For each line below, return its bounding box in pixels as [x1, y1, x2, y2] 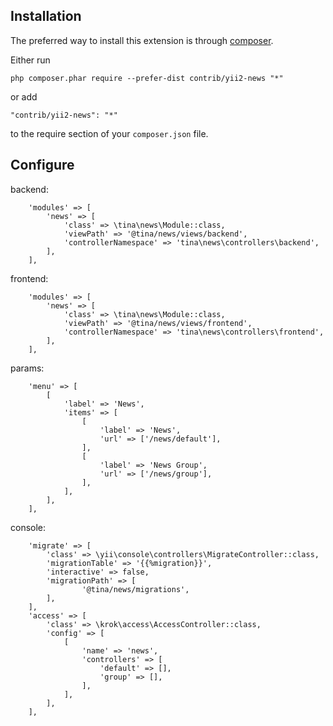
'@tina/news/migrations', [81, 584, 190, 594]
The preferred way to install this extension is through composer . [10, 34, 274, 46]
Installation [10, 8, 82, 25]
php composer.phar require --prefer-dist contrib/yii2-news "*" [10, 73, 284, 83]
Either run [10, 54, 51, 66]
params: [10, 362, 45, 374]
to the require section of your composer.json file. [10, 127, 209, 139]
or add [10, 90, 38, 103]
